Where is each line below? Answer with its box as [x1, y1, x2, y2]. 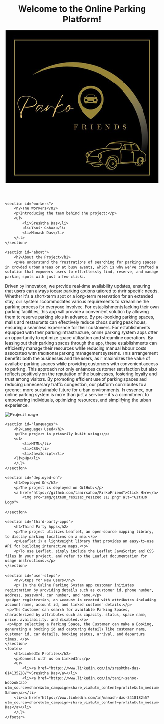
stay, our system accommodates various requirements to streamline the [5, 298, 149, 304]
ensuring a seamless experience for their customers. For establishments [5, 324, 150, 330]
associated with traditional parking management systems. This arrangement [5, 350, 158, 356]
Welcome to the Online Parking [18, 3, 146, 15]
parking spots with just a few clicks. [5, 274, 86, 279]
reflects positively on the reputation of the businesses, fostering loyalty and [5, 371, 157, 377]
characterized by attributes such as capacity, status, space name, [5, 612, 147, 617]
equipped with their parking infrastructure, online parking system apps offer [5, 330, 158, 335]
